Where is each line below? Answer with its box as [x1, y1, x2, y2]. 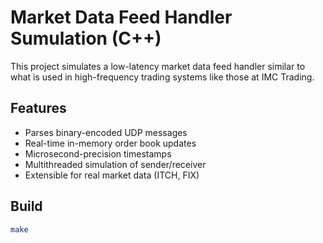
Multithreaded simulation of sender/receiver [24, 158, 207, 170]
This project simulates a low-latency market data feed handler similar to [10, 60, 306, 72]
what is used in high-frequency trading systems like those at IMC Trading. [10, 71, 315, 83]
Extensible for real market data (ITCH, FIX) [24, 169, 200, 181]
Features [10, 100, 67, 117]
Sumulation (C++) [10, 27, 162, 50]
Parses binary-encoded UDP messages [24, 126, 188, 138]
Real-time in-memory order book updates [24, 137, 197, 149]
